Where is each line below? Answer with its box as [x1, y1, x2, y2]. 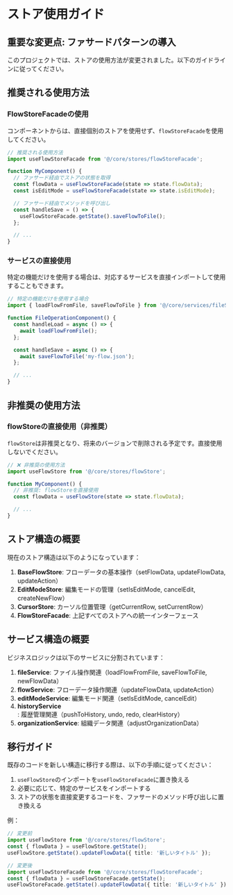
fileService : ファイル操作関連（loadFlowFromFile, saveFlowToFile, [17, 668, 207, 676]
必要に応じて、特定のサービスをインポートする [17, 784, 151, 792]
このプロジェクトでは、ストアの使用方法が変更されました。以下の [7, 56, 196, 64]
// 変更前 [7, 830, 33, 837]
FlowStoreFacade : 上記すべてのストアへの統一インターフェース [17, 611, 199, 619]
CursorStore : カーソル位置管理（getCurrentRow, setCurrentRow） [17, 602, 207, 611]
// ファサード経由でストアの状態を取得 [13, 174, 111, 181]
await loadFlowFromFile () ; [19, 327, 98, 334]
